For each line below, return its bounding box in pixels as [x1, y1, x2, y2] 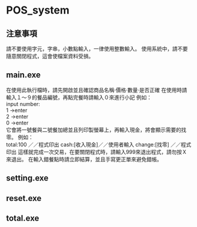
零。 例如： [6, 133, 34, 140]
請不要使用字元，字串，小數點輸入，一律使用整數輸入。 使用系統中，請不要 [6, 45, 188, 52]
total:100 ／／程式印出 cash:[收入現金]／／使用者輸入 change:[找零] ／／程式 [6, 141, 192, 148]
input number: [6, 100, 40, 107]
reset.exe [6, 193, 42, 203]
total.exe [6, 213, 39, 223]
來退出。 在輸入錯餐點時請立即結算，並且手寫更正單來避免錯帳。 [6, 156, 162, 163]
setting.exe [6, 173, 49, 183]
